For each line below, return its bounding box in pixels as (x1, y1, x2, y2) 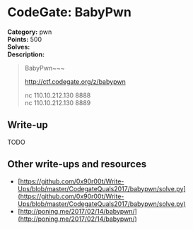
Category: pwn (7, 28, 52, 36)
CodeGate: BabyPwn (7, 4, 132, 20)
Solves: (7, 42, 30, 51)
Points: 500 (7, 35, 42, 43)
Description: (7, 50, 45, 59)
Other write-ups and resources (7, 158, 147, 170)
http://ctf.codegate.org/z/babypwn (24, 77, 126, 85)
